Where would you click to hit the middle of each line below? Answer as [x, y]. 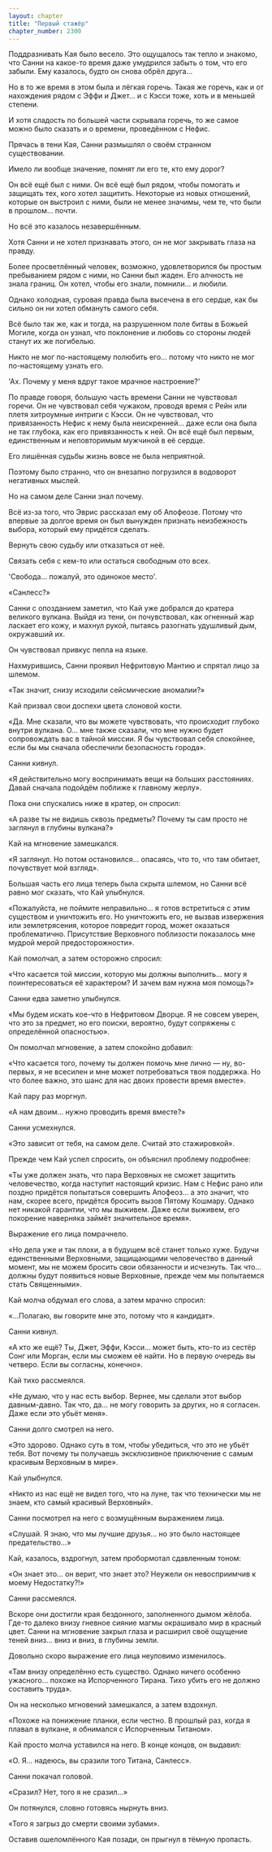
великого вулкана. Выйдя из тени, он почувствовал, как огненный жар [131, 617]
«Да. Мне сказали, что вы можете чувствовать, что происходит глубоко [134, 721]
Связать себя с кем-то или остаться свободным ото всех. [110, 561]
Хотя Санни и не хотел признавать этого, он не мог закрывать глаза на [132, 242]
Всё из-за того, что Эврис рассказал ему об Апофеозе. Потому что [125, 512]
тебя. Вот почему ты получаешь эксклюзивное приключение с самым [131, 1453]
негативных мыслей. [45, 481]
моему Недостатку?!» [46, 1583]
